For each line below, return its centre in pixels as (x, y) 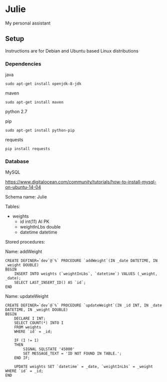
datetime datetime (38, 232)
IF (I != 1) (26, 340)
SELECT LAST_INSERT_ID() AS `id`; (50, 283)
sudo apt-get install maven (34, 102)
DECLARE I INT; (30, 318)
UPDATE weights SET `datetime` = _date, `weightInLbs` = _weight (84, 367)
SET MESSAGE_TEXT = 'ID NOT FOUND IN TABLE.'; (72, 353)
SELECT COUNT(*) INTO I (39, 323)
